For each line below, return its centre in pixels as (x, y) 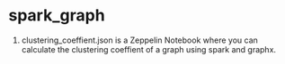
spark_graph (57, 16)
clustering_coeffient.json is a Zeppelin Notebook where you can (139, 40)
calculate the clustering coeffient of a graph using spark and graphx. (148, 49)
